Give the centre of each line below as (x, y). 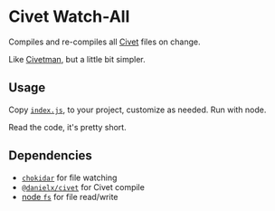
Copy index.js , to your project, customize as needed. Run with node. (137, 110)
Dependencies (50, 156)
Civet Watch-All (69, 17)
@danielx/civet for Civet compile (83, 187)
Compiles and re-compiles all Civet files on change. (104, 42)
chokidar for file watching (69, 177)
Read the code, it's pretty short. (68, 127)
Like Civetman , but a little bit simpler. (77, 59)
